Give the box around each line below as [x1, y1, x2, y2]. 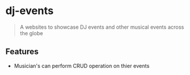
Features [5, 47, 39, 57]
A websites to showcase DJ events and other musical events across [19, 23, 184, 30]
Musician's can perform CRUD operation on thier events [13, 62, 150, 69]
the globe [19, 29, 43, 36]
